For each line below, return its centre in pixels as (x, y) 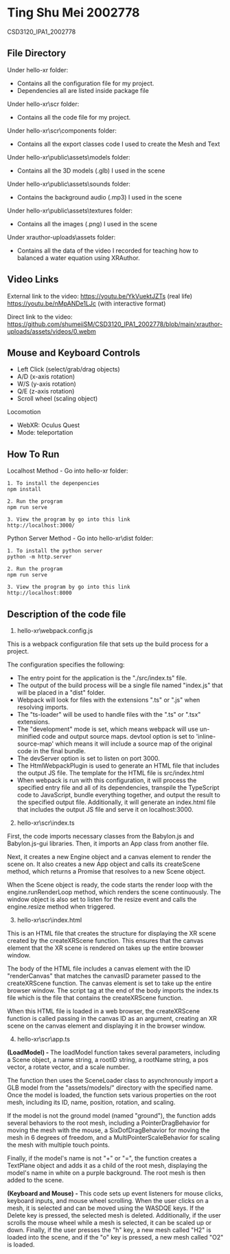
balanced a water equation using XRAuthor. (78, 258)
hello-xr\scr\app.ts (44, 1039)
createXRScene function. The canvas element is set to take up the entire (110, 983)
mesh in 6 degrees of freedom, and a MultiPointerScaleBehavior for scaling (114, 1137)
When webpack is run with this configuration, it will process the (107, 780)
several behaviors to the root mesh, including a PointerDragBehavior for (108, 1123)
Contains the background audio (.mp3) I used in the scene (99, 197)
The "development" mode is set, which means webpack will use (107, 729)
